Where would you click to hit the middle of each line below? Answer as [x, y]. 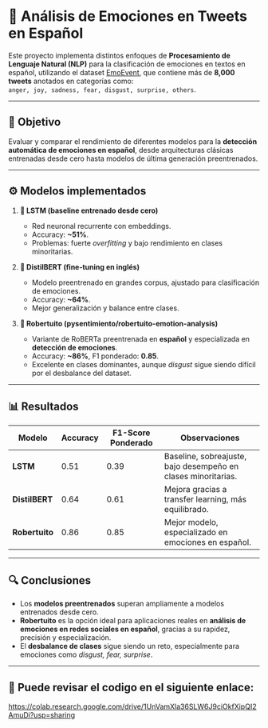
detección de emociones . [75, 347]
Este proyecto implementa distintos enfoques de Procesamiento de [120, 55]
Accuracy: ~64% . [61, 299]
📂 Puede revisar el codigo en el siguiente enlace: [131, 687]
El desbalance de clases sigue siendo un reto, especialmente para [130, 646]
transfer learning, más [205, 499]
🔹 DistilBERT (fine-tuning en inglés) [79, 266]
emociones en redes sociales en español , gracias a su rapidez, [125, 629]
